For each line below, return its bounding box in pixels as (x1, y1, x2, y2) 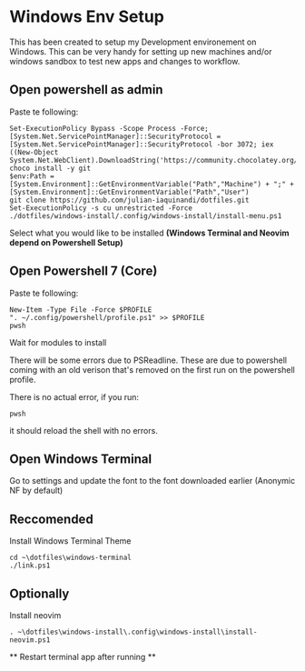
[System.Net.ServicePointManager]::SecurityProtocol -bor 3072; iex (9, 139, 274, 149)
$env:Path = (9, 171, 54, 181)
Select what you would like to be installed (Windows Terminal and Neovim (9, 227, 290, 238)
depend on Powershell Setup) (9, 236, 123, 247)
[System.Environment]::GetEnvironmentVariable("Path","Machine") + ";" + (9, 179, 295, 188)
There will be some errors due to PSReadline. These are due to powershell (9, 355, 288, 366)
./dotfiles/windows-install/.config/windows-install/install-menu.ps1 (9, 211, 282, 220)
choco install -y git (9, 164, 92, 173)
